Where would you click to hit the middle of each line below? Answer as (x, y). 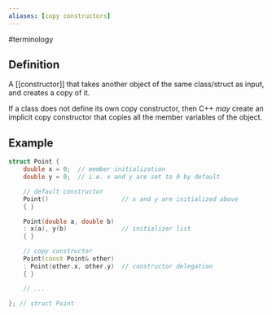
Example (31, 143)
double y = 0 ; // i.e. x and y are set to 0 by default (122, 177)
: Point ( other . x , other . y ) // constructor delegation (118, 266)
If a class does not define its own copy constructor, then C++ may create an (136, 109)
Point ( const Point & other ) (69, 259)
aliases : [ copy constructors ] (60, 16)
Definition (34, 65)
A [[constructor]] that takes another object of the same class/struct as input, (136, 84)
